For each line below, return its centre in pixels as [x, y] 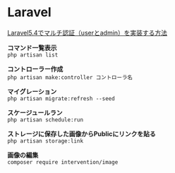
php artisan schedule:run [45, 120]
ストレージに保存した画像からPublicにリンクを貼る [82, 133]
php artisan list [33, 55]
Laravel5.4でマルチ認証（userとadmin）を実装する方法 [87, 32]
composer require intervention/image [63, 162]
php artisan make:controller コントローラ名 [70, 77]
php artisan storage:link [45, 141]
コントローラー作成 [35, 68]
